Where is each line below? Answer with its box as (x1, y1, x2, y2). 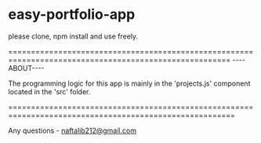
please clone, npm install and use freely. (8, 31, 139, 41)
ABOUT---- (8, 63, 45, 72)
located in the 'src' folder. (8, 86, 91, 96)
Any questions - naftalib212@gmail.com (8, 126, 137, 135)
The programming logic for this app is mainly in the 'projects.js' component (8, 79, 251, 88)
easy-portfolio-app (8, 5, 136, 24)
